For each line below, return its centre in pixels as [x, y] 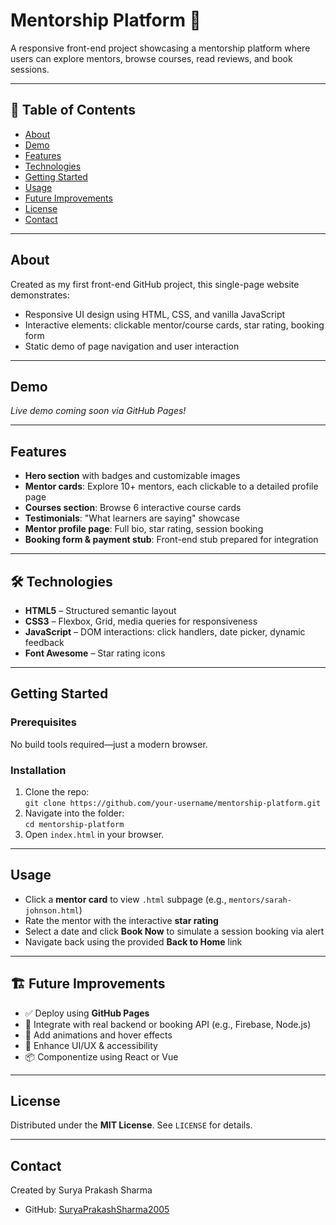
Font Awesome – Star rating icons [95, 653]
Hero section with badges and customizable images [132, 476]
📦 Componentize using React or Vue [101, 1056]
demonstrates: [40, 295]
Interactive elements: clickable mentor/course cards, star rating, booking [174, 325]
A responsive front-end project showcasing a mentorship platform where [160, 48]
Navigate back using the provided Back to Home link [133, 941]
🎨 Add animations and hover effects [98, 1035]
